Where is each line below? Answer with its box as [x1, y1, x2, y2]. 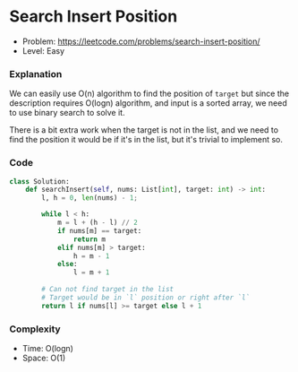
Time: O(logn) [21, 342, 74, 353]
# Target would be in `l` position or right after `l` [41, 293, 251, 302]
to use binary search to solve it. [9, 108, 125, 118]
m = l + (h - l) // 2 [56, 218, 139, 228]
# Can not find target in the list [41, 285, 175, 294]
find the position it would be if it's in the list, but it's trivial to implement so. [9, 134, 284, 145]
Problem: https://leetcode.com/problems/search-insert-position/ [21, 36, 261, 47]
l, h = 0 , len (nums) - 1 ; [41, 194, 139, 203]
